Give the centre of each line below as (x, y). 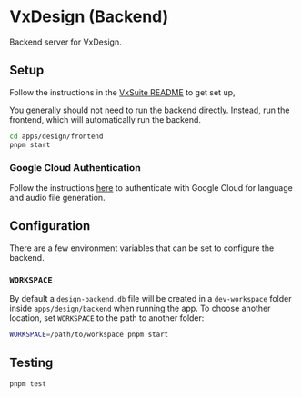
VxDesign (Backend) (89, 17)
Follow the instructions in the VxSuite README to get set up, (122, 92)
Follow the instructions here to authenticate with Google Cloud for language (151, 187)
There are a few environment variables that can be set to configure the (142, 248)
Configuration (50, 226)
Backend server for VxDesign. (65, 42)
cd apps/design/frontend (56, 136)
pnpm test (28, 383)
